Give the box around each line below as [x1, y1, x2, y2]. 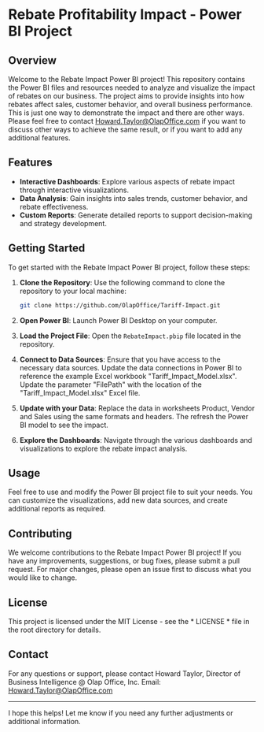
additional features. [8, 133, 71, 143]
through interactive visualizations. [19, 185, 130, 195]
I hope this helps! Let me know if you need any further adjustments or [8, 708, 233, 718]
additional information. [8, 716, 81, 726]
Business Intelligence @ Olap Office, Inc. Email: [8, 677, 161, 686]
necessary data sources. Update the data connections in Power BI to [19, 362, 242, 372]
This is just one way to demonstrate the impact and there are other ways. [8, 108, 245, 117]
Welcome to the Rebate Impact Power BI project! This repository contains [8, 75, 246, 84]
